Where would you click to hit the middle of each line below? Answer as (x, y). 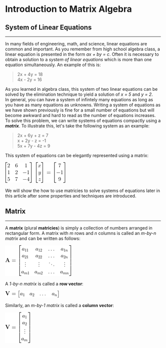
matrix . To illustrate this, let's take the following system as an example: (77, 126)
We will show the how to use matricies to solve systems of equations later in (83, 191)
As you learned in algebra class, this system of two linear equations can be (82, 89)
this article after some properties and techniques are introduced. (71, 196)
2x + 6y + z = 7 (33, 135)
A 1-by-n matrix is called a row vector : (44, 284)
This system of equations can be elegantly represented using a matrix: (77, 155)
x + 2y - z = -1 (32, 141)
